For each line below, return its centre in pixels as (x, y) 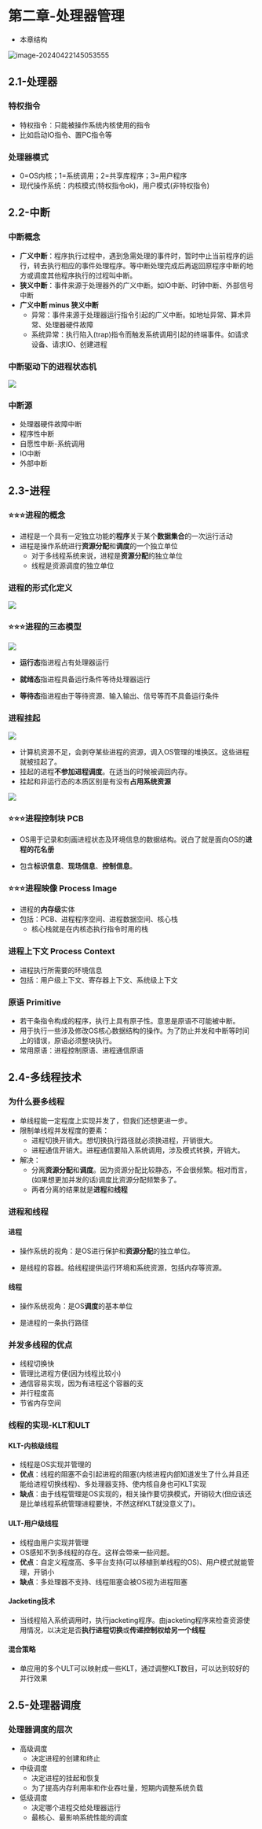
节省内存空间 (40, 1403)
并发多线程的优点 (40, 1344)
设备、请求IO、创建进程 (69, 344)
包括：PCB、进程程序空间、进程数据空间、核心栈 (99, 919)
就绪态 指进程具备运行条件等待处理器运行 (85, 679)
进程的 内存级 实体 (47, 909)
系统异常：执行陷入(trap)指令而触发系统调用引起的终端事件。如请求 (140, 334)
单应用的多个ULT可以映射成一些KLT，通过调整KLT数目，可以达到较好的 (134, 1669)
